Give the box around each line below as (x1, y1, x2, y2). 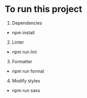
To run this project (4, 3, 82, 15)
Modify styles (11, 78, 40, 84)
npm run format (11, 68, 44, 74)
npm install (11, 29, 35, 35)
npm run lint (11, 49, 37, 55)
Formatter (11, 58, 32, 64)
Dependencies (11, 20, 42, 26)
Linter (11, 39, 24, 45)
